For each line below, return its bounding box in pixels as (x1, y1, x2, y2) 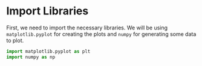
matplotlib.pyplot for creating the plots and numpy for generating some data (6, 30, 197, 37)
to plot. (6, 37, 24, 44)
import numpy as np (6, 54, 56, 60)
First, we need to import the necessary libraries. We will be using (6, 24, 168, 31)
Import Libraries (6, 4, 89, 18)
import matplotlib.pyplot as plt (6, 48, 91, 55)
